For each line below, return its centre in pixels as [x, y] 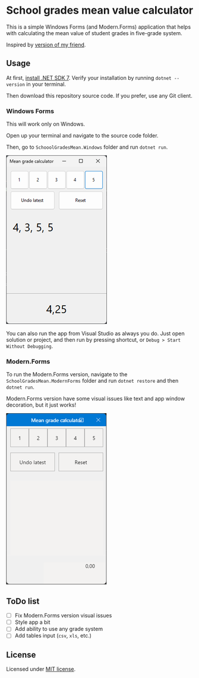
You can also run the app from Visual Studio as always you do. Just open [96, 333]
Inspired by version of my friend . [46, 45]
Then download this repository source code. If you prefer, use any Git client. [99, 95]
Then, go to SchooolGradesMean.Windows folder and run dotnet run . [87, 147]
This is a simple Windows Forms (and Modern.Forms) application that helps [99, 27]
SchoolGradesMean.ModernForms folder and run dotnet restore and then [92, 381]
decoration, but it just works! [41, 405]
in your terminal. [46, 84]
